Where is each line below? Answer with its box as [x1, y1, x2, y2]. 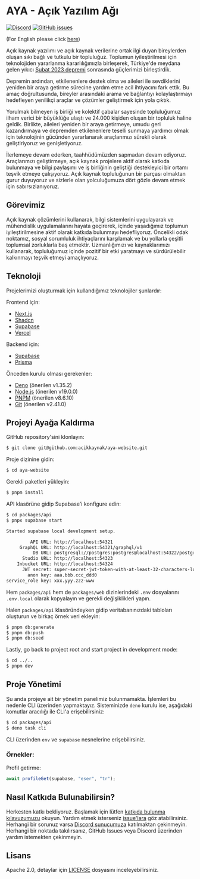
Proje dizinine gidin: [6, 456, 55, 463]
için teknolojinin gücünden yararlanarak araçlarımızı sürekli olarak [6, 133, 167, 141]
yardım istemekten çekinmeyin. [6, 833, 83, 840]
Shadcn [14, 316, 34, 323]
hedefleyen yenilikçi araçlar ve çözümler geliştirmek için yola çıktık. [6, 96, 171, 104]
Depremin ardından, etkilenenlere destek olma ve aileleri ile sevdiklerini [6, 77, 180, 85]
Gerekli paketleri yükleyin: [6, 478, 70, 485]
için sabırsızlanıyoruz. [6, 183, 60, 190]
